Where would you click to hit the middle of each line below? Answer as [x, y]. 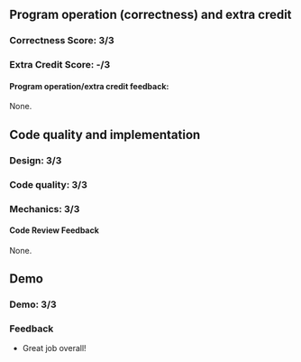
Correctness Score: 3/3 [62, 41]
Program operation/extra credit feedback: [89, 86]
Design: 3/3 [36, 160]
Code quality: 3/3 [48, 184]
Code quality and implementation [105, 135]
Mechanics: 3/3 [45, 209]
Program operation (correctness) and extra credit [150, 15]
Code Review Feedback [54, 230]
